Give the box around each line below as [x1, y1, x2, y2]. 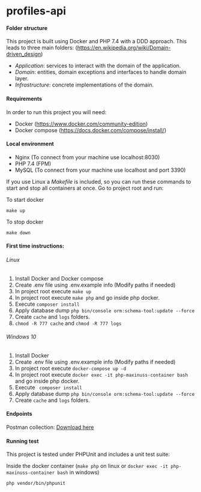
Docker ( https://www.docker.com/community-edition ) [14, 120, 148, 127]
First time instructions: [6, 242, 65, 250]
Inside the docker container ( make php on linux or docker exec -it [6, 463, 169, 470]
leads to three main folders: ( [6, 44, 78, 52]
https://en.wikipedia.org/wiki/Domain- [77, 44, 171, 52]
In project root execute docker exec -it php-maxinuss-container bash [14, 371, 188, 378]
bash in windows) [57, 469, 100, 476]
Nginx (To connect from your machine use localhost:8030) [14, 153, 160, 160]
